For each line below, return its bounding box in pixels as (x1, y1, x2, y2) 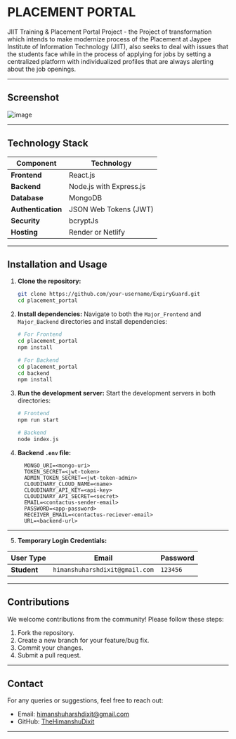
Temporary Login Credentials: (17, 536, 107, 544)
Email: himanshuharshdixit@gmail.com (17, 710, 130, 719)
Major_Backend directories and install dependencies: (17, 318, 167, 326)
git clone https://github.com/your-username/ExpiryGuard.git (17, 291, 201, 298)
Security (11, 216, 41, 225)
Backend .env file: (17, 448, 72, 457)
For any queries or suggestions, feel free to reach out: (7, 696, 164, 705)
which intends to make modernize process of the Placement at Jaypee (7, 34, 212, 43)
